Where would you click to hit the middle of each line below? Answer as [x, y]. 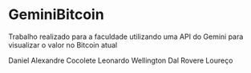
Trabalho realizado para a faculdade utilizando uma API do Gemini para [126, 36]
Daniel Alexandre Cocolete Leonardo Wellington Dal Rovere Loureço [121, 60]
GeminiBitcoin [56, 15]
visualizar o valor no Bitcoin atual [63, 44]
